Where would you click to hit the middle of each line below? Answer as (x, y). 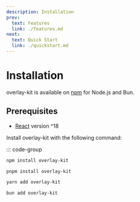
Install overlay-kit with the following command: (64, 137)
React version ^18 (37, 126)
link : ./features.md (37, 29)
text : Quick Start (35, 40)
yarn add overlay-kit (33, 182)
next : (13, 34)
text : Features (31, 23)
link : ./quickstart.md (40, 46)
